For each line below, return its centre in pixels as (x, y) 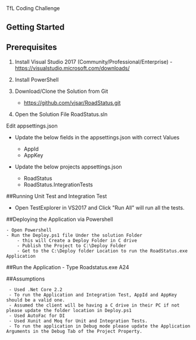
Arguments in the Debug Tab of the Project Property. (74, 331)
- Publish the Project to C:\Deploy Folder (72, 246)
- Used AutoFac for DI (37, 316)
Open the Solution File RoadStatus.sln (61, 114)
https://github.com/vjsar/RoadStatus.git (72, 102)
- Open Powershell (29, 230)
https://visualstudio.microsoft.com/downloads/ (72, 68)
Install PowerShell (37, 79)
